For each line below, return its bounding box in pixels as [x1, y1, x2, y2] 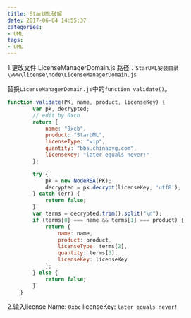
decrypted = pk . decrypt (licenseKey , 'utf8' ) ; [44, 184, 181, 191]
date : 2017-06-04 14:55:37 [7, 17, 87, 24]
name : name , [57, 230, 93, 237]
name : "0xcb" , [44, 125, 87, 132]
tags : [7, 37, 23, 44]
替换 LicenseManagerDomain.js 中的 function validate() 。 [7, 85, 171, 93]
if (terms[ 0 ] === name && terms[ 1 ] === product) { [32, 216, 185, 223]
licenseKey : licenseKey [57, 256, 128, 264]
